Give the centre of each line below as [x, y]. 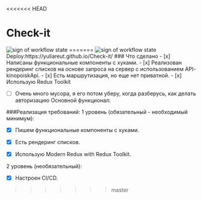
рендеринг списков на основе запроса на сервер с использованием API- [101, 69]
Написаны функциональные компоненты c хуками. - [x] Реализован [94, 62]
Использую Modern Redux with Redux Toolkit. [73, 154]
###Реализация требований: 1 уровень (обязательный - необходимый [97, 112]
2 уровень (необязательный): [44, 166]
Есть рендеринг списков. [47, 142]
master [120, 190]
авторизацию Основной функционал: [63, 100]
